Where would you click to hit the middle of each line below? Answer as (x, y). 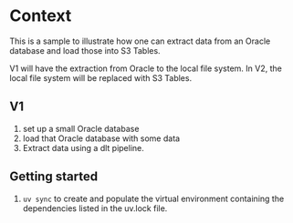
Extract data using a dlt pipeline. (83, 147)
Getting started (54, 177)
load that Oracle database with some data (101, 138)
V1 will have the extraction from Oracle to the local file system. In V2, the (146, 68)
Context (41, 16)
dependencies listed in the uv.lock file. (95, 208)
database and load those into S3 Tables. (85, 50)
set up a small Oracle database (81, 128)
